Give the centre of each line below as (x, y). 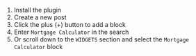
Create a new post (40, 17)
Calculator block (38, 47)
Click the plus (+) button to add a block (70, 25)
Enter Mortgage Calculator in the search (71, 32)
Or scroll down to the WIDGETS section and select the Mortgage (101, 39)
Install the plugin (37, 10)
